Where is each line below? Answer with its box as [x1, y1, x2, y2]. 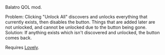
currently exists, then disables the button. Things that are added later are [5, 19, 155, 25]
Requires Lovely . [5, 45, 39, 50]
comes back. [5, 35, 32, 41]
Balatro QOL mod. [5, 4, 42, 10]
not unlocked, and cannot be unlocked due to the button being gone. [5, 24, 147, 30]
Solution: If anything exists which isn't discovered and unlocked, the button [5, 30, 160, 35]
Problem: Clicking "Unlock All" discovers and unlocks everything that [5, 14, 147, 19]
